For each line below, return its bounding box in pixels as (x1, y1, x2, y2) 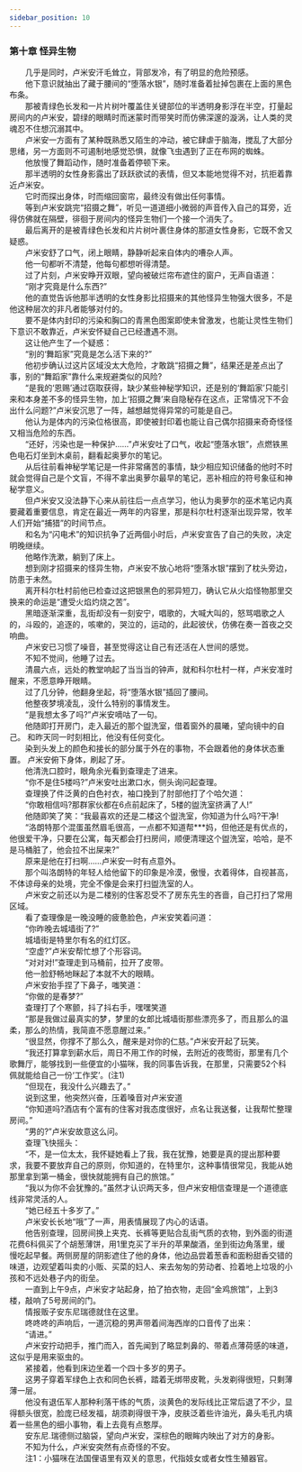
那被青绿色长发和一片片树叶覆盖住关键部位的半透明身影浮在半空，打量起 (24, 100, 293, 111)
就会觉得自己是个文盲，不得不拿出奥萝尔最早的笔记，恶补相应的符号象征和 (9, 472, 285, 483)
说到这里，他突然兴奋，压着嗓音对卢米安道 (24, 1092, 182, 1102)
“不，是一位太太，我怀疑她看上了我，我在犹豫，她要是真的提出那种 (24, 1148, 273, 1159)
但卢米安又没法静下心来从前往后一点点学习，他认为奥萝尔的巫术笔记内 (24, 495, 285, 506)
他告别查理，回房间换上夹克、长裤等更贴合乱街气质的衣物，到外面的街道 (24, 1227, 293, 1238)
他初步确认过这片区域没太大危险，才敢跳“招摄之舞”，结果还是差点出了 (24, 360, 285, 370)
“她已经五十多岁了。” (24, 1204, 100, 1215)
